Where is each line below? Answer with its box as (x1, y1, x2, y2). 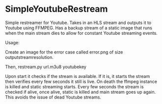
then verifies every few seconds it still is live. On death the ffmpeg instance (5, 78, 157, 84)
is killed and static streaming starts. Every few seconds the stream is (5, 83, 144, 89)
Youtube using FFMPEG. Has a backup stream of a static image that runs (5, 25, 153, 30)
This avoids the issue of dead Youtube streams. (5, 94, 102, 100)
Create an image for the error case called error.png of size (5, 49, 123, 55)
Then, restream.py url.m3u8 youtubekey (5, 64, 87, 70)
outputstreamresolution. (5, 54, 54, 60)
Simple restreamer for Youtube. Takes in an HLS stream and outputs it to (5, 20, 152, 26)
